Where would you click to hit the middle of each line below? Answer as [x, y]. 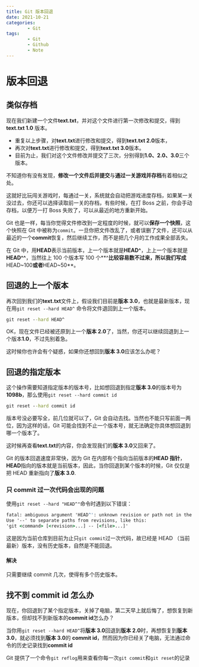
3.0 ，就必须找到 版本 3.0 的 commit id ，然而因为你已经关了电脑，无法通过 [96, 638]
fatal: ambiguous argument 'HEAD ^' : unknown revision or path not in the [99, 515]
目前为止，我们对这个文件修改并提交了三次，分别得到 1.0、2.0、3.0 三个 [102, 155]
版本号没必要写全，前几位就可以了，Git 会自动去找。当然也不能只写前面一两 [99, 418]
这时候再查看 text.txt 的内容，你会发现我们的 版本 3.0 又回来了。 [82, 446]
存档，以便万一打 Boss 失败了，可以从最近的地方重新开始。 [78, 210]
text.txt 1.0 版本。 [28, 127]
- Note [36, 50]
